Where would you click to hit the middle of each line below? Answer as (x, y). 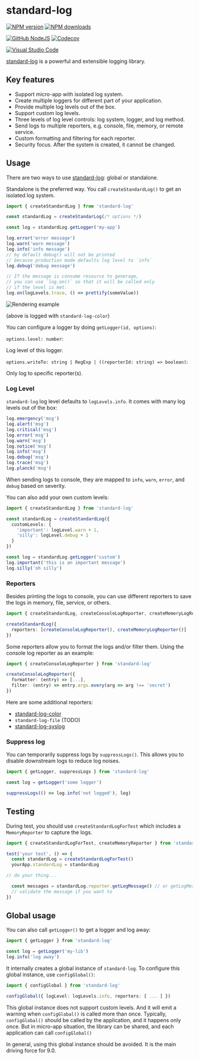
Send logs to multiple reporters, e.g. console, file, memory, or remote (99, 126)
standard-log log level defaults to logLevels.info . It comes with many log (96, 401)
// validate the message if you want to (62, 892)
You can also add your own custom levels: (57, 497)
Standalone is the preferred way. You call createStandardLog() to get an (94, 189)
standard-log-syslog (40, 726)
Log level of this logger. (35, 350)
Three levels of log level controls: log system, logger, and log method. (100, 119)
